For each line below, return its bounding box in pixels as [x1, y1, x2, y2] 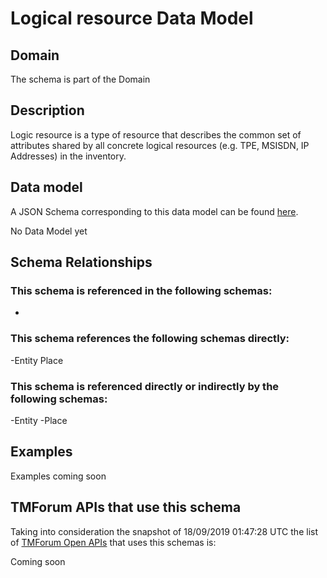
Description [10, 102, 85, 119]
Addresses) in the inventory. [10, 150, 127, 162]
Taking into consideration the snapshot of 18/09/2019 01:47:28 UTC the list [10, 525, 318, 537]
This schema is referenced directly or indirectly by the [10, 379, 280, 393]
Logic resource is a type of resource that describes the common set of [10, 128, 302, 141]
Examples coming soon [10, 470, 107, 482]
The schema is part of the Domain [10, 73, 151, 85]
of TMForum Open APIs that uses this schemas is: [10, 536, 217, 548]
